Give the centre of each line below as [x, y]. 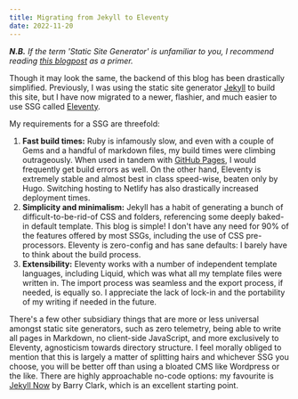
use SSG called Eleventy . [55, 106]
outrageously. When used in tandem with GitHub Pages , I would [139, 159]
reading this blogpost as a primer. [71, 61]
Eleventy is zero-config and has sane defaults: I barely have [177, 245]
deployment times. [56, 198]
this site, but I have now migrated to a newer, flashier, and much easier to [143, 97]
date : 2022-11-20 [41, 26]
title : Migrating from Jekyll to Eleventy [89, 17]
